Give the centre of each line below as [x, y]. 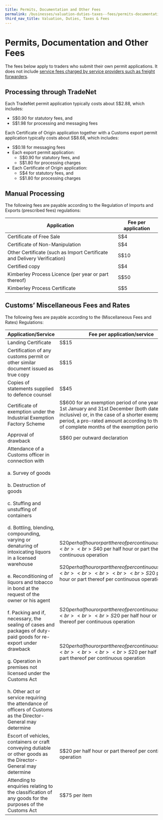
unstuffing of [22, 509]
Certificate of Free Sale [34, 236]
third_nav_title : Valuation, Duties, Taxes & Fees [57, 18]
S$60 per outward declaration [94, 437]
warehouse [20, 564]
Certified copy [24, 266]
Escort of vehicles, [29, 736]
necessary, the [24, 619]
